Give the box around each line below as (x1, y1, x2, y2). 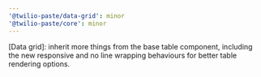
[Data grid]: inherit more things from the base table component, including (8, 41, 253, 51)
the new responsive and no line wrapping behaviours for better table (8, 50, 237, 60)
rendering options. (8, 58, 71, 69)
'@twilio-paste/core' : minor (8, 19, 107, 28)
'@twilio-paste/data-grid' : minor (8, 11, 126, 20)
